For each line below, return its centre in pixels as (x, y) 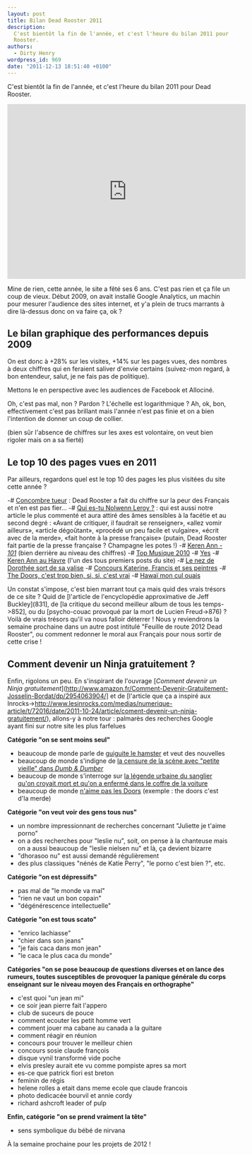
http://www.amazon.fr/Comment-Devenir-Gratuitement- (147, 689)
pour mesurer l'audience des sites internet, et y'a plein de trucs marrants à (116, 304)
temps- (214, 604)
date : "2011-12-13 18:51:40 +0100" (60, 66)
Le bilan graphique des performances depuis (108, 334)
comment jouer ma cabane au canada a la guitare (90, 1028)
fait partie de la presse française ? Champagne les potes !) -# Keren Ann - (115, 545)
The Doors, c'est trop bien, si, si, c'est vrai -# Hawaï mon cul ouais (104, 576)
